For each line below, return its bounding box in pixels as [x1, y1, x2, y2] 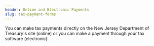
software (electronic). [5, 35, 49, 42]
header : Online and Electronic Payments [5, 7, 90, 12]
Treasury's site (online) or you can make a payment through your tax [5, 30, 145, 36]
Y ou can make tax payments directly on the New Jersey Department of [5, 25, 150, 31]
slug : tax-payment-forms [5, 12, 56, 17]
